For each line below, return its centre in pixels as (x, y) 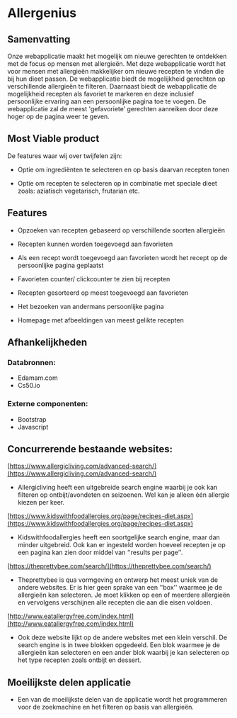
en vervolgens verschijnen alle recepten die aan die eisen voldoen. (115, 602)
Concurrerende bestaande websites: (90, 449)
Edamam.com (37, 378)
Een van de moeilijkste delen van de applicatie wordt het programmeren (122, 700)
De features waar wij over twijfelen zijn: (65, 156)
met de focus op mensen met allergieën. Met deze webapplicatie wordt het (117, 64)
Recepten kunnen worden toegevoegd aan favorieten (95, 244)
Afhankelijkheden (47, 343)
